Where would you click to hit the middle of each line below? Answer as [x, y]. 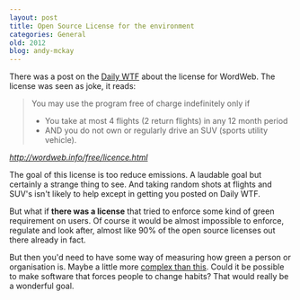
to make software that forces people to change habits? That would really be [149, 277]
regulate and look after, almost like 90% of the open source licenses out [142, 231]
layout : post [34, 18]
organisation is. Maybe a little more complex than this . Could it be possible [147, 267]
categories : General [48, 34]
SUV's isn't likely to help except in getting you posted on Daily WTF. [135, 194]
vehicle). [61, 140]
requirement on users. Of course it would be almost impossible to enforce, [147, 221]
